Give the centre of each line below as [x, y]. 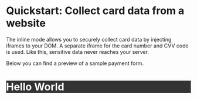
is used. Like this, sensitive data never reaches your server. [78, 52]
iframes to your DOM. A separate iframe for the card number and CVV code [97, 46]
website [26, 23]
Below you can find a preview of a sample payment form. [75, 63]
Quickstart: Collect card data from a [95, 11]
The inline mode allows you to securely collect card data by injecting [89, 39]
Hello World [35, 87]
